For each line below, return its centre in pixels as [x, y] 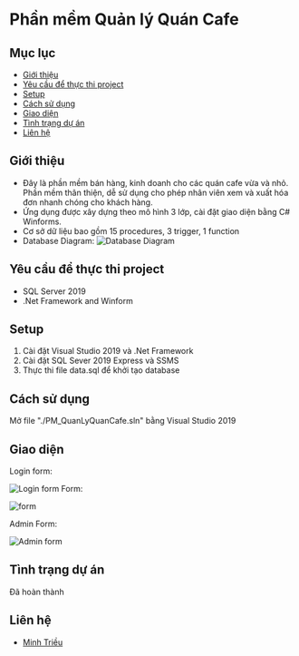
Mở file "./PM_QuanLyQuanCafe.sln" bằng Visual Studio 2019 [123, 421]
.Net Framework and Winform [77, 300]
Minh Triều [43, 642]
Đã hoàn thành [37, 592]
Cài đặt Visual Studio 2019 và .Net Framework [108, 351]
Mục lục [33, 53]
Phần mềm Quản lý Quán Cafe [124, 20]
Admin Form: [33, 524]
